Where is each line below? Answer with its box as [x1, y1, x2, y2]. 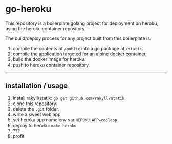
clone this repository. [12, 100, 58, 107]
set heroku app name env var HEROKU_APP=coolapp [12, 116, 117, 123]
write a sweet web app [12, 111, 61, 117]
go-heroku [5, 3, 52, 15]
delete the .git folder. [12, 106, 59, 112]
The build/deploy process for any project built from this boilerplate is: [5, 35, 152, 42]
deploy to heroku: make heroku [12, 122, 77, 128]
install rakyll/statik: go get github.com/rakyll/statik [12, 95, 125, 101]
